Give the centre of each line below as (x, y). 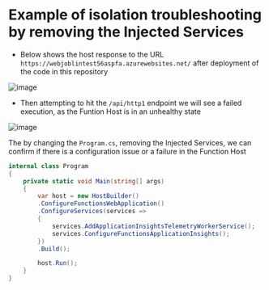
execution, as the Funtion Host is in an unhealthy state (110, 111)
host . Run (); (58, 263)
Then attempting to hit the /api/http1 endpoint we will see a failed (131, 103)
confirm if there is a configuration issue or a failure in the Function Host (128, 151)
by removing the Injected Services (126, 32)
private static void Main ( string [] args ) (94, 181)
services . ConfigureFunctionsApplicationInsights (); (141, 233)
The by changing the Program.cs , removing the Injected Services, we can (130, 142)
